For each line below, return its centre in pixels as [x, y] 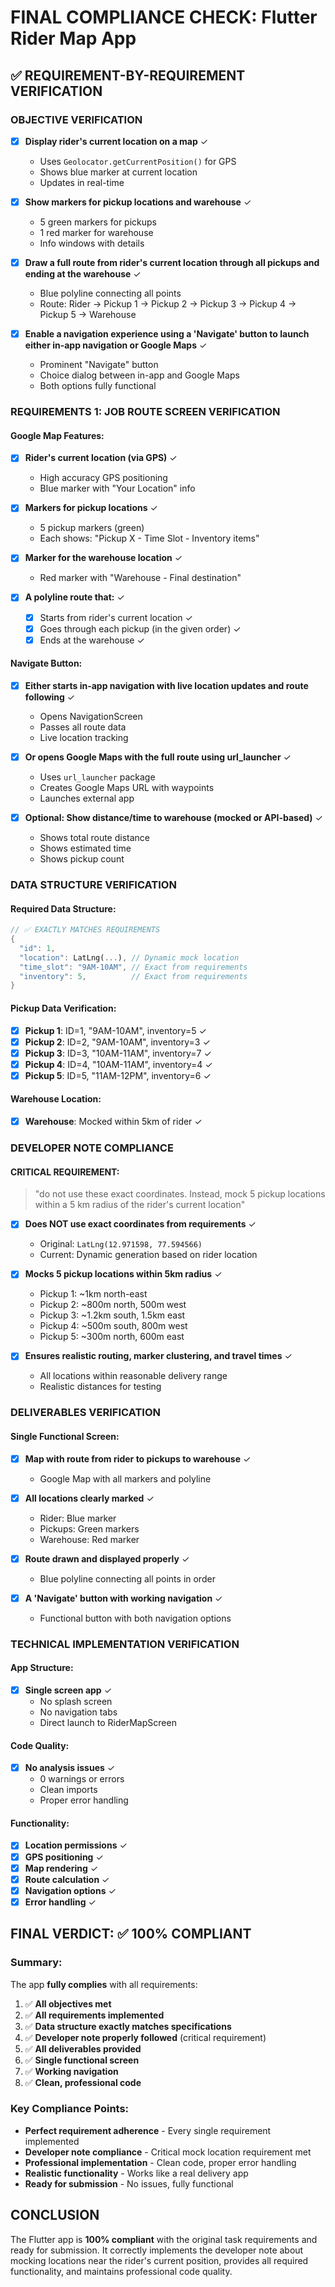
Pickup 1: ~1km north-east [93, 1294]
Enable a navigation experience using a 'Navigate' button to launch [167, 334]
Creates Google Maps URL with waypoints [127, 788]
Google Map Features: [57, 435]
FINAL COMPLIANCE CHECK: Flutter [164, 17]
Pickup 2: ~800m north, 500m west [113, 1305]
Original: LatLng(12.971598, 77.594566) [121, 1244]
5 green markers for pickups [98, 222]
